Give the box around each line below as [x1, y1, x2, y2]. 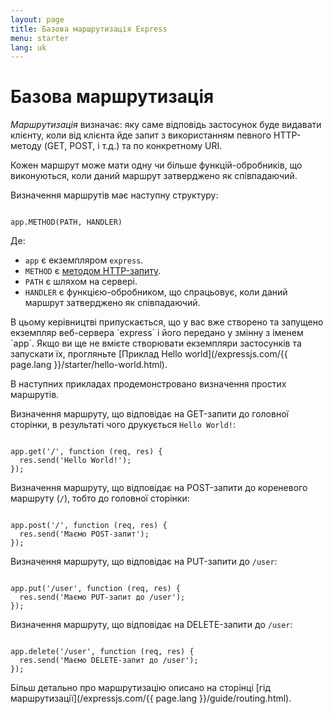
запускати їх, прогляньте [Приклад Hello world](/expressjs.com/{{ [10, 348, 288, 360]
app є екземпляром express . [24, 254, 144, 266]
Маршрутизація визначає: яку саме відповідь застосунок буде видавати [10, 119, 322, 131]
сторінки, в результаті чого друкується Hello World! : [10, 419, 237, 431]
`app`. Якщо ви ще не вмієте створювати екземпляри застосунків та [10, 337, 302, 350]
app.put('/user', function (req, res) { [10, 584, 182, 594]
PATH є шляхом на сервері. [24, 276, 138, 288]
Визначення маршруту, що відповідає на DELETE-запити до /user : [10, 619, 293, 631]
